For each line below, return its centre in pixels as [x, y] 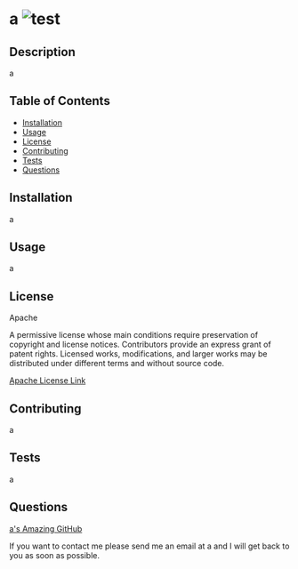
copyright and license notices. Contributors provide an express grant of [140, 345]
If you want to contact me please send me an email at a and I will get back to [149, 546]
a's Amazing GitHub [46, 528]
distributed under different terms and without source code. [117, 364]
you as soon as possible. [55, 555]
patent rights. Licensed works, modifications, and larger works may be [138, 354]
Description [42, 52]
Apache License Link [48, 381]
